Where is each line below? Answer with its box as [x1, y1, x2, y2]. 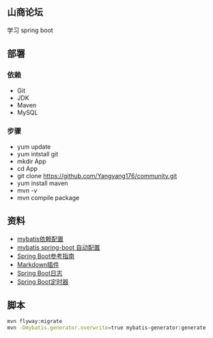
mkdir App [16, 157, 46, 165]
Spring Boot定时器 [16, 277, 69, 286]
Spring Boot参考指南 [16, 252, 75, 260]
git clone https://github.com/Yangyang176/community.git [16, 171, 177, 180]
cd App [16, 164, 38, 173]
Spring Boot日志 [16, 269, 63, 277]
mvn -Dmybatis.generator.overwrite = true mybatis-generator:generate [7, 324, 206, 331]
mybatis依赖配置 [16, 234, 63, 243]
